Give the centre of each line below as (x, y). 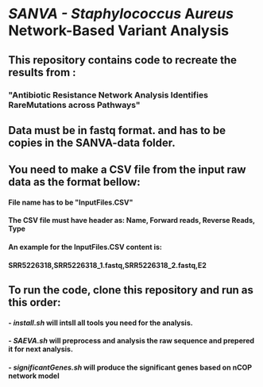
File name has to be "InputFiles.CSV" (71, 202)
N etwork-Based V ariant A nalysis (118, 31)
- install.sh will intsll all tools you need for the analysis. (101, 323)
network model (34, 376)
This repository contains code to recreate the (122, 60)
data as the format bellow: (74, 182)
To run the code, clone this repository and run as (131, 290)
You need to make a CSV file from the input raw (127, 170)
